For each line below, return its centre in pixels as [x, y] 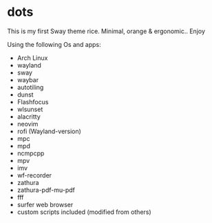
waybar [28, 79]
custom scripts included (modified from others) [84, 212]
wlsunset [30, 109]
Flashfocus [33, 101]
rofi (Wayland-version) [49, 131]
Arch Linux [32, 58]
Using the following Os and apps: [54, 44]
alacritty [29, 116]
